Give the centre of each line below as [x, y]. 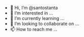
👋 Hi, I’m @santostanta [34, 8]
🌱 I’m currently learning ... [37, 18]
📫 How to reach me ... [34, 29]
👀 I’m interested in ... [32, 13]
